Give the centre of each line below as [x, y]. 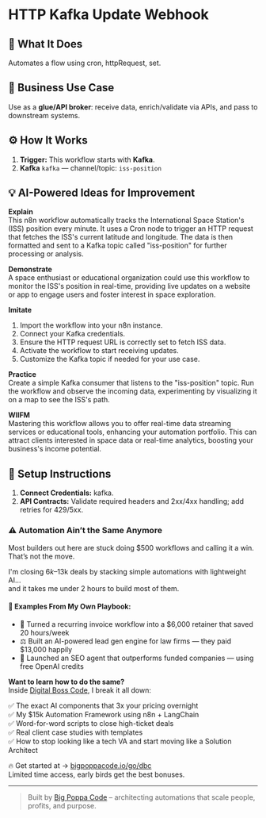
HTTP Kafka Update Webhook [109, 15]
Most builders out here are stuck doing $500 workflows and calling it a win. [131, 547]
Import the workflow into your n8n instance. [91, 325]
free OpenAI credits [52, 666]
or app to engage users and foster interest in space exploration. [112, 294]
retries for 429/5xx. [51, 510]
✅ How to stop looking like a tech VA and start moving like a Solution [120, 741]
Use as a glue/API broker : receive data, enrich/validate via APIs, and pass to [133, 107]
